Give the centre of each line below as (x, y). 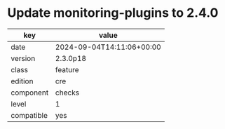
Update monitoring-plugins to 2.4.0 (113, 13)
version (23, 58)
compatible (29, 115)
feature (67, 69)
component (30, 93)
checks (67, 93)
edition (22, 81)
